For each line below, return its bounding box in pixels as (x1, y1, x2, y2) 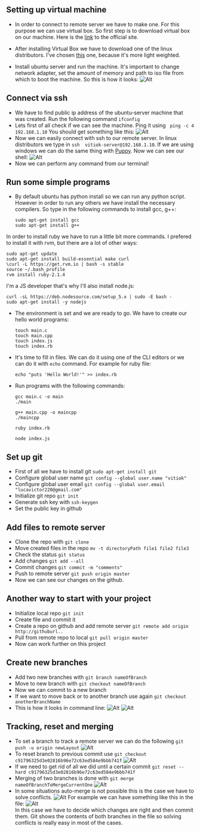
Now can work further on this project (14, 640, 106, 647)
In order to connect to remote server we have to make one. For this (14, 20, 180, 28)
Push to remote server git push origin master (14, 570, 130, 577)
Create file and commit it (14, 616, 76, 623)
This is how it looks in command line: (14, 704, 106, 711)
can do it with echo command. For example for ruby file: (14, 360, 151, 368)
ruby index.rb (14, 425, 50, 432)
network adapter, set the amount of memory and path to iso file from (14, 69, 184, 77)
